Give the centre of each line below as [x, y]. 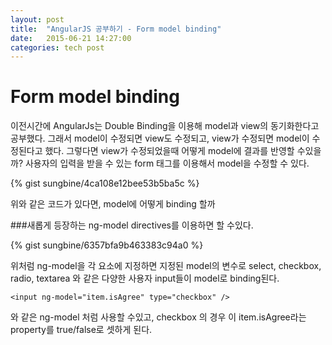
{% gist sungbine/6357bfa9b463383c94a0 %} [107, 245]
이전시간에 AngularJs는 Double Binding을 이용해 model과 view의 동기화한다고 [165, 126]
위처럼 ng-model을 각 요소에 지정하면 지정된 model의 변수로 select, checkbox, [166, 266]
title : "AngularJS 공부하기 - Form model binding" [116, 29]
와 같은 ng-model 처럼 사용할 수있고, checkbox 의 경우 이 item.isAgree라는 [158, 317]
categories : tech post [57, 47]
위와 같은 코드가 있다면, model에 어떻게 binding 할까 [113, 204]
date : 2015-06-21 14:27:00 [71, 38]
